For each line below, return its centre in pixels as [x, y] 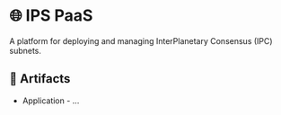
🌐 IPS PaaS [51, 16]
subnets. [26, 50]
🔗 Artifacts [40, 79]
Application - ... [51, 101]
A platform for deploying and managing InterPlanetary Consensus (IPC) [141, 40]
